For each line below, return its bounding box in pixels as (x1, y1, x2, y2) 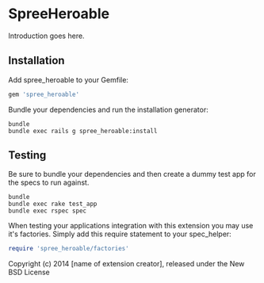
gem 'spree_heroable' (8, 90, 80, 98)
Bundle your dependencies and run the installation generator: (8, 105, 209, 114)
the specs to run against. (8, 178, 90, 187)
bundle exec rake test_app (8, 200, 98, 208)
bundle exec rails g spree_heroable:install (8, 127, 158, 135)
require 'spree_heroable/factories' (8, 245, 129, 253)
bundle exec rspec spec (8, 207, 87, 215)
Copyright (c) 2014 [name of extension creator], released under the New (8, 259, 245, 269)
